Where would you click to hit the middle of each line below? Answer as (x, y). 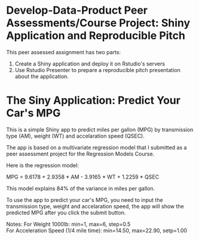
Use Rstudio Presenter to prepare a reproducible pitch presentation (97, 70)
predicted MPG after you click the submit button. (66, 213)
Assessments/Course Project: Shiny (98, 23)
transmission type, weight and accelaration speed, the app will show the (95, 206)
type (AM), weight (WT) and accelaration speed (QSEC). (75, 136)
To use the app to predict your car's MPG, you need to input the (85, 200)
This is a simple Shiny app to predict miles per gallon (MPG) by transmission (100, 129)
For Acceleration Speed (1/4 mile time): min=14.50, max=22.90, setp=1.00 (97, 230)
